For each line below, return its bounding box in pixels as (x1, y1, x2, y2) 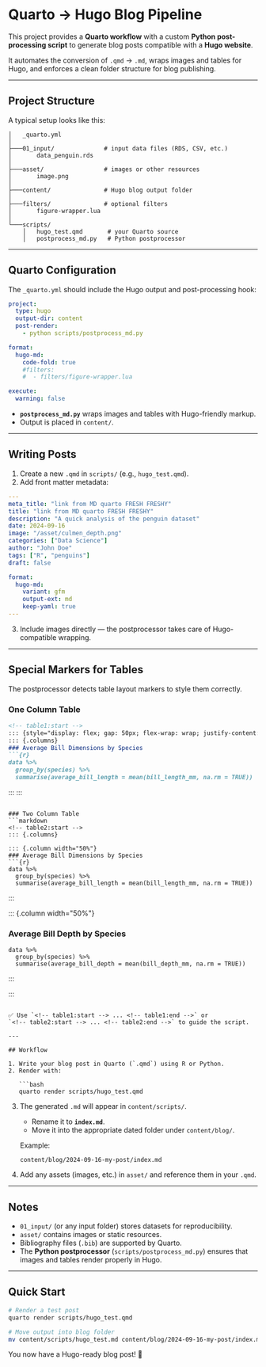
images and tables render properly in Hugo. (19, 1255, 162, 1265)
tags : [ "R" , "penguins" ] (8, 551, 90, 559)
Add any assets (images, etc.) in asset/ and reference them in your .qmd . (19, 1170, 257, 1179)
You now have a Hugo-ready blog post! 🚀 (8, 1350, 142, 1359)
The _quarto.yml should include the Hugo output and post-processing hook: (8, 284, 257, 294)
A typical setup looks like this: (8, 115, 105, 124)
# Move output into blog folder (8, 1328, 115, 1336)
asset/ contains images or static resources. (19, 1230, 162, 1239)
